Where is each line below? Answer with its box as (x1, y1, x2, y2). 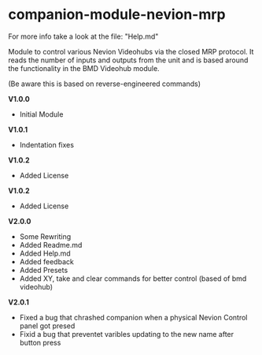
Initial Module (19, 109, 64, 119)
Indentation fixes (19, 140, 75, 149)
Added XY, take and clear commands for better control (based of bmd (19, 274, 247, 283)
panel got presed (19, 321, 76, 331)
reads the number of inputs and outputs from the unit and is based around (8, 55, 249, 65)
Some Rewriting (19, 231, 72, 241)
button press (19, 338, 61, 347)
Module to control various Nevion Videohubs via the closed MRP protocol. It (8, 47, 254, 56)
